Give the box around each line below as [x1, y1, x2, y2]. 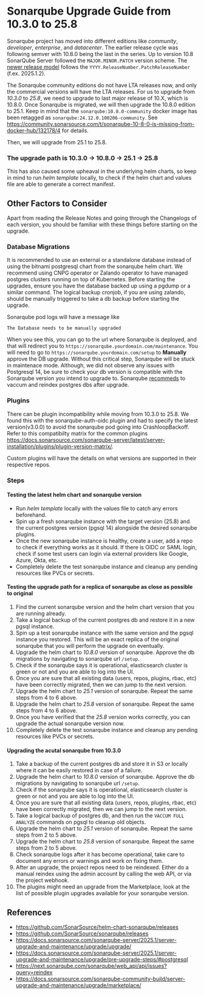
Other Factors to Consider [7, 198, 107, 208]
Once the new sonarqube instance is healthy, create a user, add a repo [15, 537, 193, 544]
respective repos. [7, 461, 51, 468]
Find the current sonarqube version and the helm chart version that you [15, 603, 195, 610]
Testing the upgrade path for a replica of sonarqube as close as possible [7, 583, 193, 591]
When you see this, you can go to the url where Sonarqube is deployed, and [7, 336, 197, 343]
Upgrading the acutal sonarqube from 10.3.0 [7, 747, 121, 754]
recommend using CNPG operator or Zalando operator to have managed [7, 269, 188, 276]
